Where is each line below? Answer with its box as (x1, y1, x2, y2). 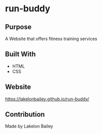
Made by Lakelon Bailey (5, 123, 53, 129)
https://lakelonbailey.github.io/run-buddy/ (5, 96, 89, 102)
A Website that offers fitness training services (5, 36, 98, 42)
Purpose (5, 23, 32, 31)
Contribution (5, 110, 45, 119)
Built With (5, 50, 36, 58)
